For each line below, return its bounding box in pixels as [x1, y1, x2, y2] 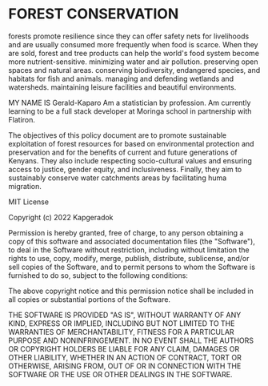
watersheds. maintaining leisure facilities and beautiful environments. [8, 82, 237, 92]
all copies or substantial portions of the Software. [8, 294, 170, 304]
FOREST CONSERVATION [8, 5, 179, 23]
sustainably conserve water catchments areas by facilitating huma [8, 173, 227, 183]
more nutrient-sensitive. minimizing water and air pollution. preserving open [8, 57, 258, 66]
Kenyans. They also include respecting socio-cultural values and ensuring [8, 155, 252, 165]
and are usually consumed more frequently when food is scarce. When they [8, 39, 258, 49]
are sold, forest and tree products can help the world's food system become [8, 48, 260, 58]
